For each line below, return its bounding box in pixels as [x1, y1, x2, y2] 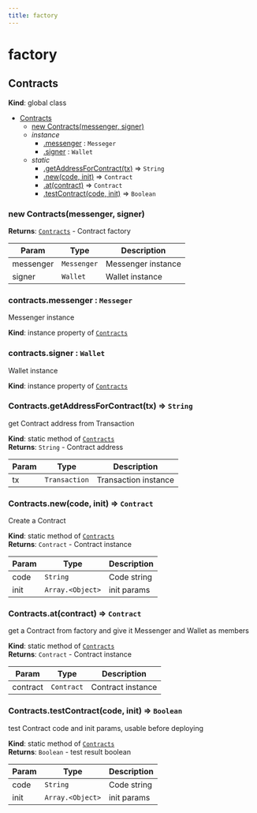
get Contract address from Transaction [8, 418, 135, 428]
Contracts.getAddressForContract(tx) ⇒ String [8, 400, 193, 411]
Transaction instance [96, 474, 175, 485]
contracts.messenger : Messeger [8, 294, 132, 305]
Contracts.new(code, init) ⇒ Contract [8, 498, 154, 509]
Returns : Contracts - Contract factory [8, 226, 132, 235]
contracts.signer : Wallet [8, 348, 105, 359]
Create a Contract [8, 516, 66, 526]
